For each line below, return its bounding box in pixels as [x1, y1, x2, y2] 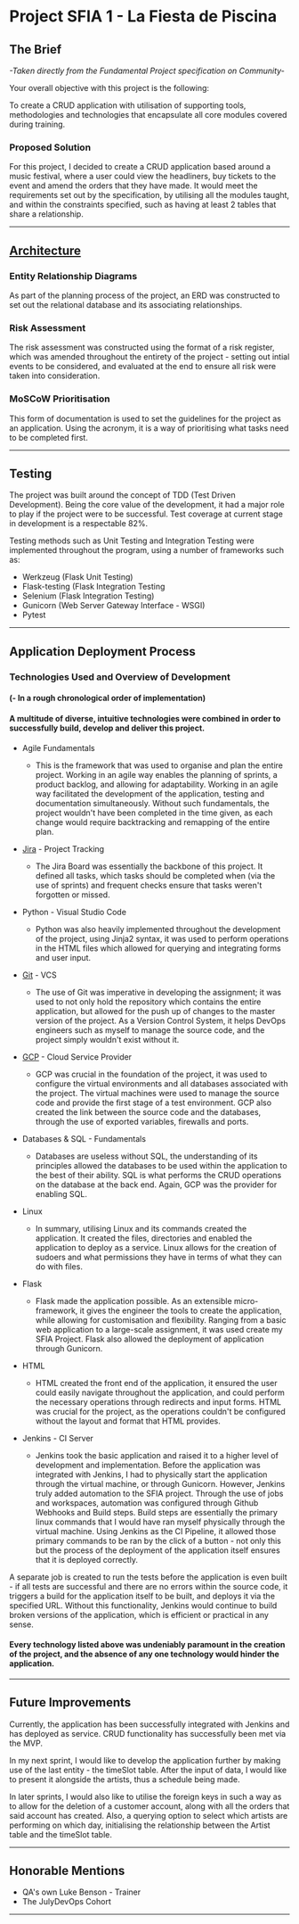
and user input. [35, 952, 92, 962]
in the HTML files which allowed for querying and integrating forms [35, 943, 282, 954]
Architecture [9, 243, 82, 258]
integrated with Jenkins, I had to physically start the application [35, 1469, 268, 1480]
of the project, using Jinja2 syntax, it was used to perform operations [35, 933, 289, 944]
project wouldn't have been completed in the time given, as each [35, 807, 273, 818]
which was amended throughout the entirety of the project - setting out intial [9, 351, 290, 362]
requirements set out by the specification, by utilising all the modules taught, [9, 190, 290, 201]
